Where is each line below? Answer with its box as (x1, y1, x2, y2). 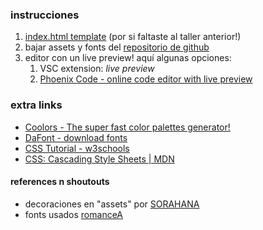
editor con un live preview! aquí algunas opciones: (24, 52, 232, 64)
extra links (10, 98, 63, 112)
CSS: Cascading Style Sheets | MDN (24, 153, 175, 165)
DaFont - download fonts (24, 131, 128, 143)
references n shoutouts (10, 176, 110, 188)
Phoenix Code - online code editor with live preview (39, 73, 253, 85)
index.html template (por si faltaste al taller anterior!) (24, 31, 242, 43)
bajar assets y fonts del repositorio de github (24, 41, 210, 53)
